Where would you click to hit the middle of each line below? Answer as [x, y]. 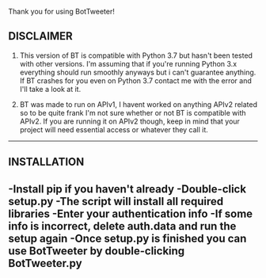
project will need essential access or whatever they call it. [114, 129]
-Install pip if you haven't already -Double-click [127, 189]
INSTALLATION [46, 162]
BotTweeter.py [45, 263]
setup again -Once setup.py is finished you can [127, 238]
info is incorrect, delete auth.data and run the [122, 226]
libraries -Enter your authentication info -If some [131, 213]
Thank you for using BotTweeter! [61, 11]
